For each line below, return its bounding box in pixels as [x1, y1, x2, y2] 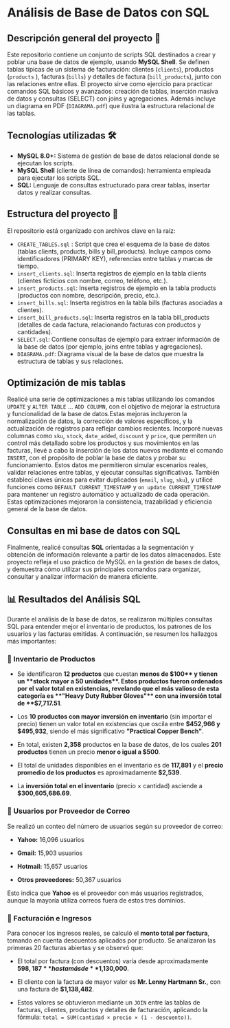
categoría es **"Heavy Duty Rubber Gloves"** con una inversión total [16, 692, 222, 700]
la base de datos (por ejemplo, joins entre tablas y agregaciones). [16, 342, 203, 351]
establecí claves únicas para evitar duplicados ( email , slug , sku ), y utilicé [7, 475, 213, 484]
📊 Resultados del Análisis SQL [7, 593, 141, 605]
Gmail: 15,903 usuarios [16, 849, 83, 857]
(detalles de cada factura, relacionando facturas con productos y [16, 320, 201, 329]
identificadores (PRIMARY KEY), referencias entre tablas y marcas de [16, 254, 213, 263]
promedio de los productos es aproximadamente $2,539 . [16, 768, 182, 777]
